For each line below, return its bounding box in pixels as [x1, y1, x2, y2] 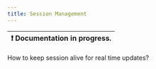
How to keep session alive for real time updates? [7, 54, 150, 62]
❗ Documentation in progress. [11, 33, 112, 43]
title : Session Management [7, 10, 87, 18]
